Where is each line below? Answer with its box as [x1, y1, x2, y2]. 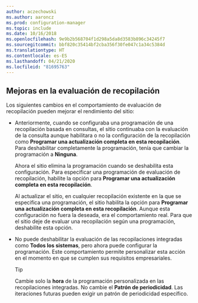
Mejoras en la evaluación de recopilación [6, 85, 160, 95]
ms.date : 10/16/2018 [6, 31, 57, 37]
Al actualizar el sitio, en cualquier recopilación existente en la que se [14, 193, 181, 200]
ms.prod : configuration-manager [6, 20, 86, 25]
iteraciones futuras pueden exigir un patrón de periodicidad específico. [14, 290, 189, 297]
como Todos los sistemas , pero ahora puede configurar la [14, 242, 158, 249]
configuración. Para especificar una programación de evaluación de [14, 168, 181, 176]
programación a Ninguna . [14, 151, 78, 158]
